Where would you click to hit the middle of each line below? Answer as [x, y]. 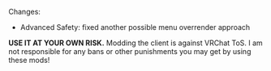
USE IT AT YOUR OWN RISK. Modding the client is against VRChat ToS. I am [136, 43]
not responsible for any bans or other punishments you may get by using [130, 51]
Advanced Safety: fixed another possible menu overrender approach [135, 27]
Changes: [24, 12]
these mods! [29, 60]
